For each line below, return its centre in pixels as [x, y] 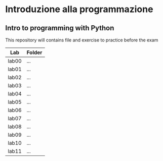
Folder [34, 52]
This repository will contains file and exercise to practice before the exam [82, 40]
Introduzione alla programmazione [79, 9]
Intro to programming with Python [60, 28]
